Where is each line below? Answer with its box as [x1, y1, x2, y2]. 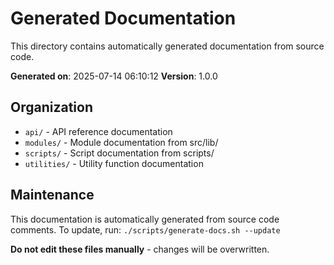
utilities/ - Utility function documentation [24, 157, 204, 169]
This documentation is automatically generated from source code [10, 213, 280, 225]
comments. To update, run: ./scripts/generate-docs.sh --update [10, 223, 281, 236]
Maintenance [10, 187, 95, 204]
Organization [10, 99, 93, 116]
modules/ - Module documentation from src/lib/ [24, 136, 219, 148]
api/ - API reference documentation [24, 125, 173, 137]
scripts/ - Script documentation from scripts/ [24, 147, 215, 159]
